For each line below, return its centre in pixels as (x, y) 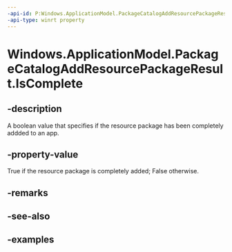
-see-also (29, 216)
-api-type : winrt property (46, 20)
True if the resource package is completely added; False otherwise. (103, 171)
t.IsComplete (45, 83)
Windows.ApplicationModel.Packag (113, 54)
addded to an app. (33, 133)
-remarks (28, 193)
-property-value (43, 154)
